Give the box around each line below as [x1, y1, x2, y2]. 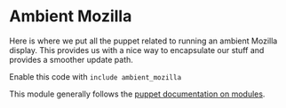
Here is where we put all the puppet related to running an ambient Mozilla [9, 35, 278, 46]
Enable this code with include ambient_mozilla [9, 71, 182, 81]
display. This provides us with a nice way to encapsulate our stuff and [9, 44, 265, 55]
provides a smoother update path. [9, 54, 133, 65]
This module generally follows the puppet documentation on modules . [9, 89, 266, 99]
